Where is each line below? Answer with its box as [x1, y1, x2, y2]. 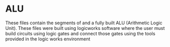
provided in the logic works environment [5, 36, 91, 42]
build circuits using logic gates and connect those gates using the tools [5, 30, 156, 36]
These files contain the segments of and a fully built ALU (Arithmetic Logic [5, 20, 163, 26]
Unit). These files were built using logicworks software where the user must [5, 25, 165, 31]
